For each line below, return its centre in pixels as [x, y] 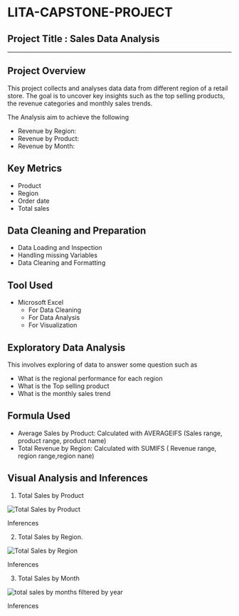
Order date [33, 201]
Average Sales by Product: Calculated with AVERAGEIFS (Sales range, [120, 433]
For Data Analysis [54, 318]
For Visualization [53, 325]
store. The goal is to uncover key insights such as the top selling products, [116, 95]
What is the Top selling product [63, 386]
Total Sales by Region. [50, 537]
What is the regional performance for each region [90, 379]
